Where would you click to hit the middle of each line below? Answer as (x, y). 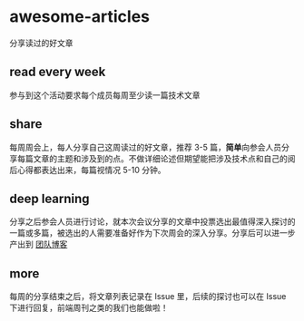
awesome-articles (80, 17)
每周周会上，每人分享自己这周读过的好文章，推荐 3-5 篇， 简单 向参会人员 (146, 147)
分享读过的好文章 (41, 43)
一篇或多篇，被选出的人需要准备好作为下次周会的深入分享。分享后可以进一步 (152, 233)
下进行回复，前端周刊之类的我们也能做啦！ (89, 308)
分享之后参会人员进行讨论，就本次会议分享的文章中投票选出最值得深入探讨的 (152, 222)
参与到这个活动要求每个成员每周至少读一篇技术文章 (105, 95)
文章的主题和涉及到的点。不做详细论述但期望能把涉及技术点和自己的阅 (164, 158)
